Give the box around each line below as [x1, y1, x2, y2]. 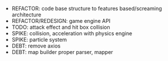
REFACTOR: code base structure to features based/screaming [11, 5, 162, 12]
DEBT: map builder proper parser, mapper [11, 49, 113, 55]
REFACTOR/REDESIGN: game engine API [11, 18, 111, 24]
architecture [11, 11, 42, 18]
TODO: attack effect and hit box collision [11, 23, 110, 30]
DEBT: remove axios [11, 42, 61, 49]
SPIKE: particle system [11, 36, 67, 43]
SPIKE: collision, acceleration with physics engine [11, 30, 133, 37]
